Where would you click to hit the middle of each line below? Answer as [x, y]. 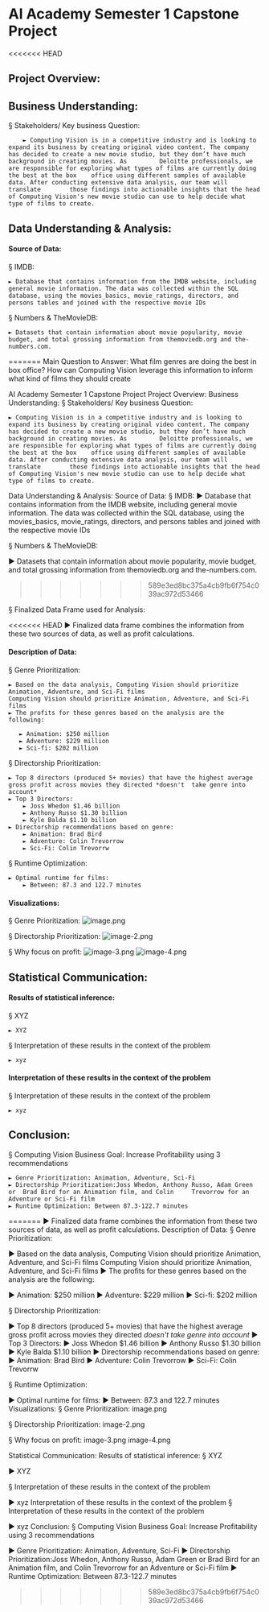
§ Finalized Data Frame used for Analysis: [77, 610]
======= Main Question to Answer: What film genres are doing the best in [132, 361]
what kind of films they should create [69, 378]
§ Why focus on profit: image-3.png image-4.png [90, 1440]
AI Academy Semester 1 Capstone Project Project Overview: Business [124, 394]
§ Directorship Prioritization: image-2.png [77, 1424]
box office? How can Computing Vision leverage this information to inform [130, 370]
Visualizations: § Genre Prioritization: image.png [88, 1408]
